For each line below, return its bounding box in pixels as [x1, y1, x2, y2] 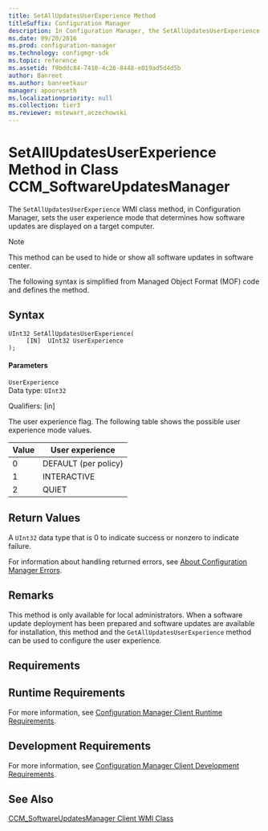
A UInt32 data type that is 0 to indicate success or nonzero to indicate [8, 532, 239, 542]
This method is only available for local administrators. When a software [8, 610, 243, 620]
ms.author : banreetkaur [8, 79, 88, 87]
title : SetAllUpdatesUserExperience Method [8, 11, 156, 20]
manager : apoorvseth [8, 86, 78, 95]
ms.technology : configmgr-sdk [8, 49, 110, 57]
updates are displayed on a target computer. [8, 221, 155, 231]
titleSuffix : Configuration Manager [8, 19, 131, 27]
